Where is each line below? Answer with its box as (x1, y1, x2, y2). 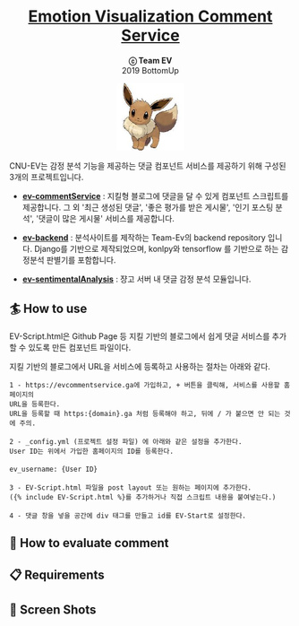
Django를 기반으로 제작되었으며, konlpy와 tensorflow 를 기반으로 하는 (34, 243, 279, 254)
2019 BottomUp (122, 65, 179, 75)
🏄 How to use (9, 301, 88, 317)
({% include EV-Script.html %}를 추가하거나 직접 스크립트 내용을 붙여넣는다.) (9, 492, 277, 501)
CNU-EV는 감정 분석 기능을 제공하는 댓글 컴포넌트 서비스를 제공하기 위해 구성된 (9, 160, 286, 171)
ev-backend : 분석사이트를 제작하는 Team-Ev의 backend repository (21, 231, 266, 243)
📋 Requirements (9, 567, 105, 582)
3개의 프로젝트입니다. (9, 171, 84, 182)
